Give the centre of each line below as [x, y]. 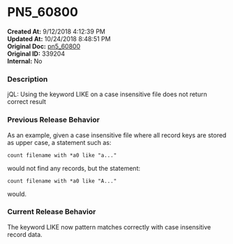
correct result [27, 102]
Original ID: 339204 [36, 54]
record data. [25, 234]
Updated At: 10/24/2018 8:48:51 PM [59, 38]
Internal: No [25, 61]
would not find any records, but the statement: [74, 168]
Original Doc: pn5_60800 [44, 46]
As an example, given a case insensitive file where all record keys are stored [117, 135]
